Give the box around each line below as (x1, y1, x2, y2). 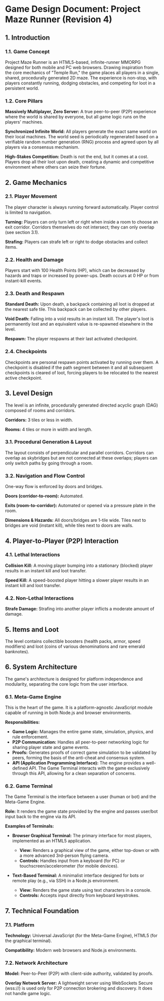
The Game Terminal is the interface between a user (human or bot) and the (5, 794, 157, 800)
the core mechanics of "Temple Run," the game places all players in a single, (5, 70, 160, 76)
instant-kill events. (5, 278, 43, 284)
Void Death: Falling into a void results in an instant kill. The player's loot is (5, 316, 154, 322)
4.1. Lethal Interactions (5, 551, 60, 558)
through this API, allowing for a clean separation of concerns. (12, 770, 136, 776)
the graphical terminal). (5, 938, 52, 944)
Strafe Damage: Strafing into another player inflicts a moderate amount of (5, 606, 155, 612)
